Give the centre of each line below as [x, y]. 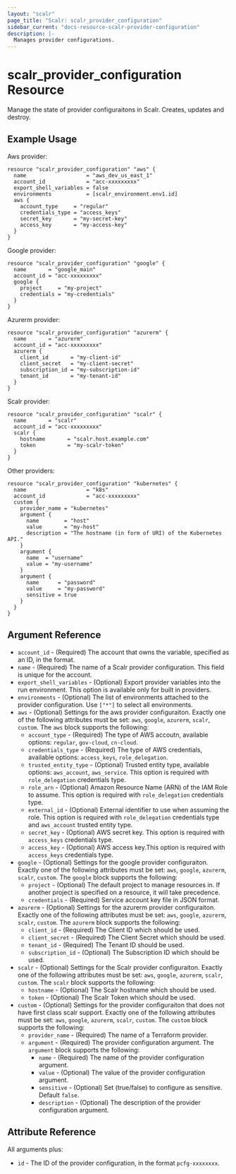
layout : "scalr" [31, 14]
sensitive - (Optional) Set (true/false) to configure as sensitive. [130, 1087]
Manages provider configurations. [64, 40]
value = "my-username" [59, 564]
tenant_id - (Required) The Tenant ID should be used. [106, 944]
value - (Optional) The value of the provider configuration [122, 1072]
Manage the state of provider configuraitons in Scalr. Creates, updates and [116, 109]
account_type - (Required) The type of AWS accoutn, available [118, 735]
